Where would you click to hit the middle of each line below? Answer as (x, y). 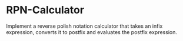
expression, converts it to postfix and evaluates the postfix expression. (92, 32)
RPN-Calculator (45, 10)
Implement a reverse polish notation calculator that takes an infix (84, 26)
